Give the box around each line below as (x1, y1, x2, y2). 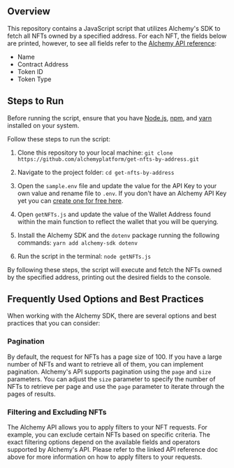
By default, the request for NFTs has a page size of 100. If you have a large (7, 353, 222, 361)
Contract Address (17, 59, 68, 69)
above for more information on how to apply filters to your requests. (7, 453, 203, 461)
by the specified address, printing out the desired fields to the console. (7, 273, 212, 281)
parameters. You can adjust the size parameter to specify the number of (7, 374, 216, 383)
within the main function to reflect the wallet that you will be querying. (17, 217, 219, 226)
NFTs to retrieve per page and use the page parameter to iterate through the (7, 382, 225, 390)
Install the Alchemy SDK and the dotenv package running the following (17, 231, 220, 239)
